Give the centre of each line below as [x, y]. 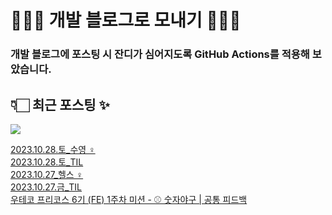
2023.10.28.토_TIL [47, 162]
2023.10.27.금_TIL [46, 187]
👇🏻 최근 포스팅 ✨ [60, 104]
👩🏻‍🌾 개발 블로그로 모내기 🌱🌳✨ [126, 20]
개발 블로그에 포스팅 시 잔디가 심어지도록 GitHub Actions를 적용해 [160, 54]
